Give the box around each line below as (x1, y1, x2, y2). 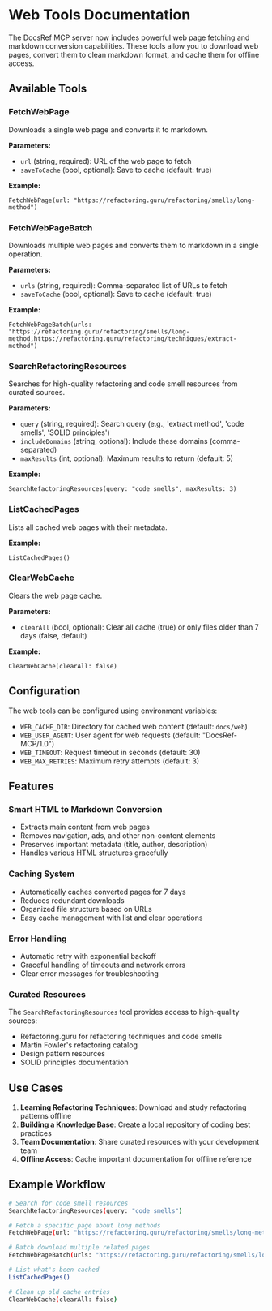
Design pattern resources (19, 1049, 105, 1059)
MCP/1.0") (19, 738, 55, 748)
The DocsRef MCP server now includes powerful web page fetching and (8, 32, 250, 42)
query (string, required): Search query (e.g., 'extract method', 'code (19, 419, 244, 429)
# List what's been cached (8, 1266, 100, 1274)
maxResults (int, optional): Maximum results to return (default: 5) (19, 453, 233, 463)
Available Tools (8, 82, 87, 96)
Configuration (8, 684, 81, 698)
